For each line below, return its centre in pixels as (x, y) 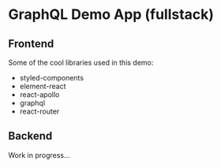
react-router (39, 111)
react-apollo (39, 95)
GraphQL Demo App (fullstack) (111, 15)
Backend (30, 136)
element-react (43, 86)
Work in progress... (39, 155)
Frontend (31, 44)
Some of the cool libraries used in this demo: (81, 62)
